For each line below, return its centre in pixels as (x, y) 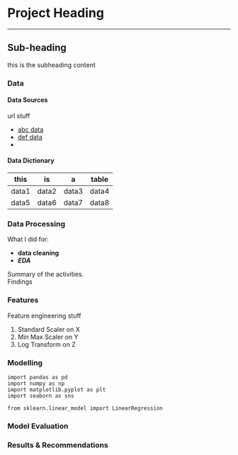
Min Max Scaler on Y (48, 337)
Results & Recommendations (58, 445)
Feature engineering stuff (44, 316)
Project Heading (56, 13)
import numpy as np (36, 384)
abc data (30, 129)
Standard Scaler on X (49, 329)
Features (23, 300)
